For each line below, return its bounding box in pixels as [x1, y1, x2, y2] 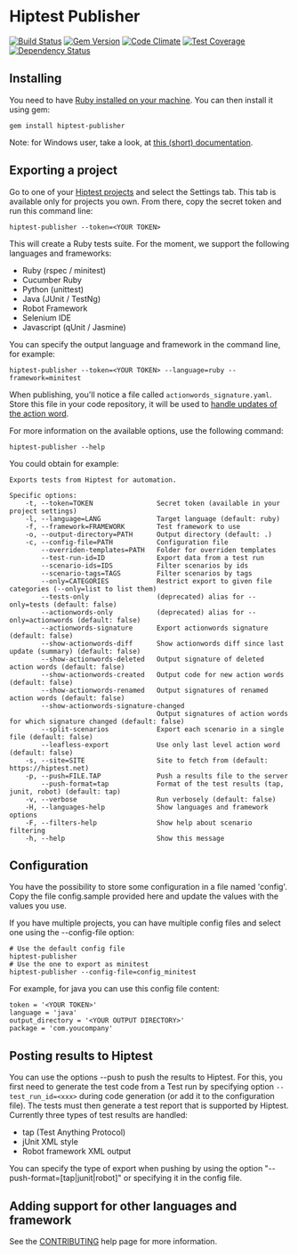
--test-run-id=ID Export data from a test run [41, 553, 265, 562]
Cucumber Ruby [21, 274, 83, 285]
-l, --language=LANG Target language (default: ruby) [25, 514, 280, 523]
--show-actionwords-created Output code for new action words [41, 670, 285, 679]
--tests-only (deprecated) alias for [41, 592, 245, 601]
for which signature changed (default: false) [9, 717, 185, 726]
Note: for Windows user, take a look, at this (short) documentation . [9, 136, 254, 148]
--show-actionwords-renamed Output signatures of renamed [41, 686, 269, 695]
